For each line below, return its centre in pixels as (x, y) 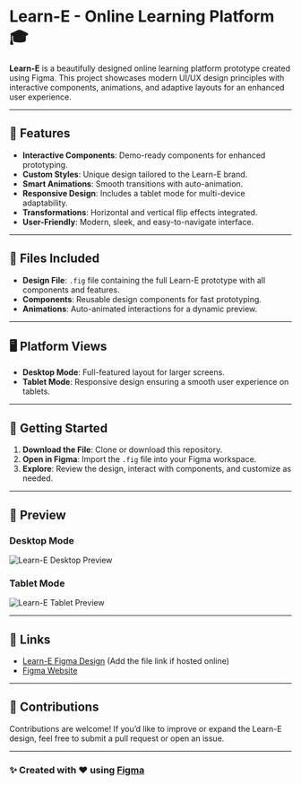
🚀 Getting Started (59, 428)
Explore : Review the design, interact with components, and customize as (157, 469)
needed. (38, 478)
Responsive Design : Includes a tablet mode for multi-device (134, 193)
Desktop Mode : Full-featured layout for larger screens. (124, 372)
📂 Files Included (55, 259)
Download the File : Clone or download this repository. (122, 449)
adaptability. (45, 203)
